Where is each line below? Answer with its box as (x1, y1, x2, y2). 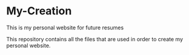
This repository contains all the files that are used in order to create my (6, 35, 184, 42)
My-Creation (6, 4, 72, 18)
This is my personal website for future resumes (6, 24, 124, 31)
